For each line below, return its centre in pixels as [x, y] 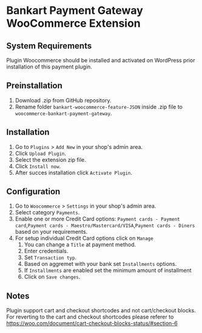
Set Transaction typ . [50, 257]
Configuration [33, 192]
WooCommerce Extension [73, 23]
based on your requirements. [51, 232]
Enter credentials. [46, 251]
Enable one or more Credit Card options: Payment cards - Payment [97, 219]
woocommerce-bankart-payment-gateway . [63, 113]
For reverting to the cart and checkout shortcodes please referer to [90, 317]
